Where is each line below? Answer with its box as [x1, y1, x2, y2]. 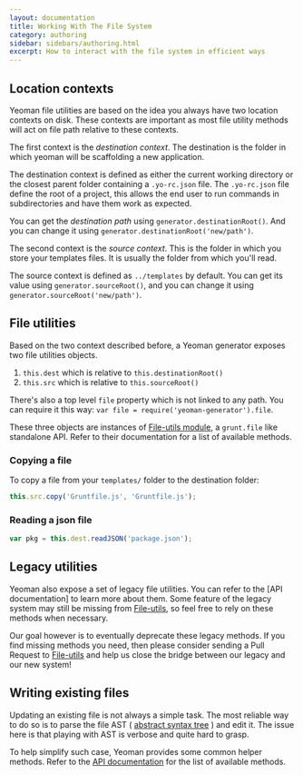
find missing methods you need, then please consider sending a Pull [9, 640, 265, 651]
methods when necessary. [9, 612, 109, 623]
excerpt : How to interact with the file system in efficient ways [9, 47, 266, 56]
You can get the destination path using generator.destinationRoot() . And [9, 215, 286, 226]
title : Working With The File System [9, 22, 152, 31]
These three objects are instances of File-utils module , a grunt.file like [9, 422, 279, 432]
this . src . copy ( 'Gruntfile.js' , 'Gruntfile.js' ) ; [9, 492, 197, 502]
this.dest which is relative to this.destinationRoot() [22, 367, 224, 378]
